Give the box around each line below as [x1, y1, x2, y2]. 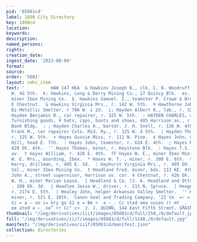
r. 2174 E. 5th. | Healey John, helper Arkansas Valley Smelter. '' [11, 189, 188, 194]
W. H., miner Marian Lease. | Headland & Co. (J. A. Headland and [11, 178, 180, 184]
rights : [6, 47, 25, 53]
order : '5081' [6, 74, 41, 80]
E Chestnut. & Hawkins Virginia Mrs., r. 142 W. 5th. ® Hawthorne [11, 101, 182, 107]
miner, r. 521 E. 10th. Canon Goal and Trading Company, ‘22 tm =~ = [11, 194, 191, 200]
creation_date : [6, 52, 43, 58]
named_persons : [6, 42, 43, 48]
